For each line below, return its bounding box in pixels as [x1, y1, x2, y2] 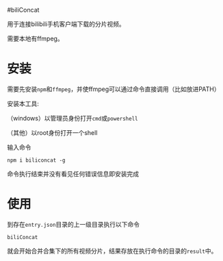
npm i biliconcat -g [7, 157, 66, 164]
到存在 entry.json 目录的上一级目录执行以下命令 [7, 220, 140, 228]
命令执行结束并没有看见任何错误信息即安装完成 [7, 169, 139, 177]
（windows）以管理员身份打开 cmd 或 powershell [7, 114, 138, 122]
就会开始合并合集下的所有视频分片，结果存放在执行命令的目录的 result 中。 [7, 247, 218, 255]
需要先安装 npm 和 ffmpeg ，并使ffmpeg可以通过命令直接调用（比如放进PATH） [7, 85, 220, 93]
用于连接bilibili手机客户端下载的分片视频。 [7, 20, 125, 28]
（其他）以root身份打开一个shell [7, 128, 98, 136]
